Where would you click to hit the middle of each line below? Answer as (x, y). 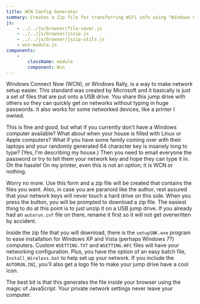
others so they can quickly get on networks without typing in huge (87, 103)
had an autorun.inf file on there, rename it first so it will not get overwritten (99, 215)
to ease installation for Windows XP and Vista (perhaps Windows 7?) (90, 239)
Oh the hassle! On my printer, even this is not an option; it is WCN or (90, 165)
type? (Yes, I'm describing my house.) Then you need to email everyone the (99, 153)
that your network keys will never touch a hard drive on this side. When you (99, 196)
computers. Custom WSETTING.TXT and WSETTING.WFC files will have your (93, 246)
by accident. (21, 221)
